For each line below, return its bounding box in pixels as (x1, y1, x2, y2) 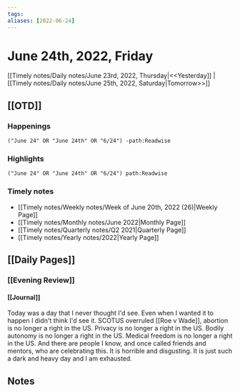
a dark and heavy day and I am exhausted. (7, 354, 132, 363)
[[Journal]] (7, 293, 41, 301)
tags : (7, 10, 24, 18)
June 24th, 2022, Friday (7, 48, 154, 64)
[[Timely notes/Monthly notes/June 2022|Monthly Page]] (17, 218, 186, 226)
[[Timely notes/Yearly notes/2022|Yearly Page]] (17, 233, 159, 241)
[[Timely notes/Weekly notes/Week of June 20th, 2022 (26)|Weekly (17, 203, 218, 211)
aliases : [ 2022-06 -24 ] (7, 17, 75, 24)
